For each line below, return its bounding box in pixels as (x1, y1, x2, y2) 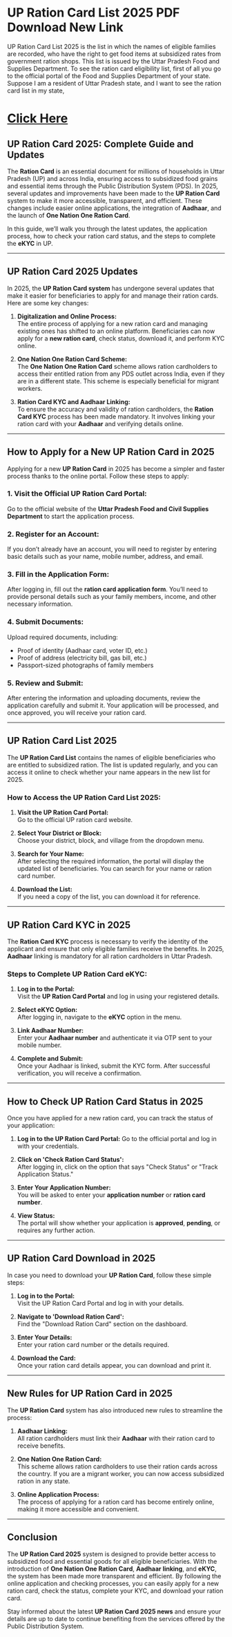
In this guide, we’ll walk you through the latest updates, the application (7, 224, 208, 233)
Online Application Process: (17, 1490, 99, 1498)
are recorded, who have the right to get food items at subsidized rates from (7, 50, 221, 58)
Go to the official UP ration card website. (17, 816, 133, 824)
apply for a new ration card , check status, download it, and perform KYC (17, 334, 225, 343)
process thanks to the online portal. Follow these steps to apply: (7, 472, 189, 480)
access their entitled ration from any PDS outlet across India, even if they (17, 370, 225, 378)
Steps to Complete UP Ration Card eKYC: (7, 969, 147, 979)
